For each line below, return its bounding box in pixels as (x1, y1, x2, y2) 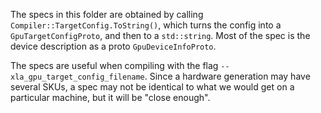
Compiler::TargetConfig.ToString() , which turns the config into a (10, 19, 282, 31)
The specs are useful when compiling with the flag (10, 60, 219, 71)
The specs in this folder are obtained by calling (10, 9, 204, 20)
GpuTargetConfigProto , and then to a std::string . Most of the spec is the (10, 30, 311, 41)
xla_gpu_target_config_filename (10, 72, 145, 82)
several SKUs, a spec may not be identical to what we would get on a (10, 81, 295, 93)
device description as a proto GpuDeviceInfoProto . (10, 40, 217, 52)
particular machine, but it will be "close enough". (10, 92, 211, 103)
